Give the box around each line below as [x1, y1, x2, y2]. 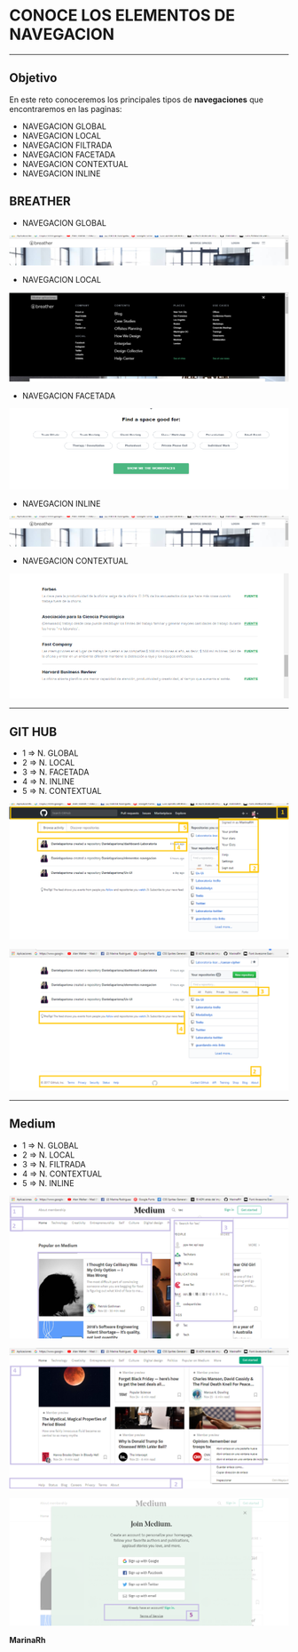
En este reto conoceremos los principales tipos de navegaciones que [9, 94, 264, 105]
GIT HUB [9, 724, 58, 739]
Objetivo [9, 70, 58, 85]
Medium [9, 1117, 56, 1132]
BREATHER [9, 194, 71, 209]
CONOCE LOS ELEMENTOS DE [9, 5, 235, 26]
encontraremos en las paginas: [9, 103, 122, 114]
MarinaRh [9, 1635, 46, 1646]
